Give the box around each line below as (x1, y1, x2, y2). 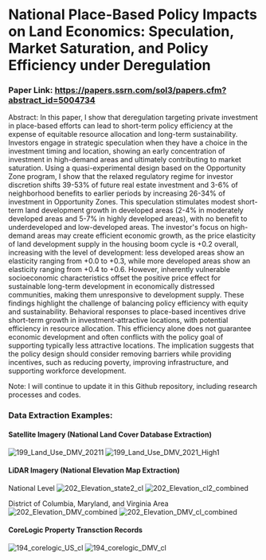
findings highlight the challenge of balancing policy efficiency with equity (8, 298, 248, 308)
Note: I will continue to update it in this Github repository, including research (8, 382, 257, 391)
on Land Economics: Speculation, (8, 22, 234, 41)
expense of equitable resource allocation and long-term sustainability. (8, 130, 238, 139)
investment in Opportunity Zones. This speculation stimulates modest (8, 197, 237, 207)
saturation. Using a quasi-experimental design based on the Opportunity (8, 163, 246, 173)
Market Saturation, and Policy (8, 40, 209, 57)
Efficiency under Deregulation (8, 56, 211, 75)
